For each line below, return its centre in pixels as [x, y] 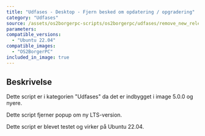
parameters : [21, 29]
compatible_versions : [34, 35]
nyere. [14, 103]
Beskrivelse [29, 82]
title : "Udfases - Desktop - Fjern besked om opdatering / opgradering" [101, 12]
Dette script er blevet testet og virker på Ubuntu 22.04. [75, 127]
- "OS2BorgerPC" [32, 52]
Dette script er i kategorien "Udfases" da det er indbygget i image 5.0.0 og [100, 97]
